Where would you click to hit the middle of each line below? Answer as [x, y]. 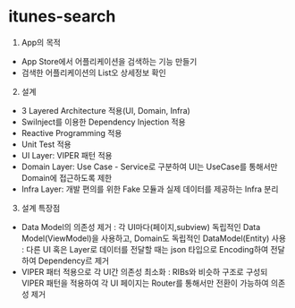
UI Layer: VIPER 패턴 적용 [67, 155]
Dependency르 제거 [73, 261]
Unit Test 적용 [46, 144]
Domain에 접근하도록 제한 [67, 177]
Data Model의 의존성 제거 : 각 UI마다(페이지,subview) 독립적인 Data [141, 227]
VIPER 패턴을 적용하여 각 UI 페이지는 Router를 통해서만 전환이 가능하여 [145, 283]
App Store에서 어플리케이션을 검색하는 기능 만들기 [109, 61]
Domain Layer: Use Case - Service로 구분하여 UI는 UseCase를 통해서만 [149, 167]
